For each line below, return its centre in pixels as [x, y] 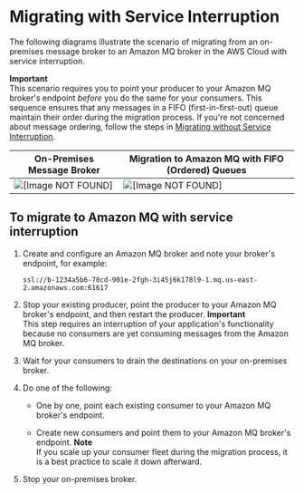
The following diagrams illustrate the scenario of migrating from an [133, 42]
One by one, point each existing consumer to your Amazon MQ [153, 405]
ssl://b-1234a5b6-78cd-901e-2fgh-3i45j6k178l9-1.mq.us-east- [140, 280]
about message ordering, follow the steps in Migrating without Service [140, 126]
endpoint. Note [64, 442]
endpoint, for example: [65, 263]
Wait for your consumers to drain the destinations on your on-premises [155, 361]
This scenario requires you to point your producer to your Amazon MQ [140, 88]
